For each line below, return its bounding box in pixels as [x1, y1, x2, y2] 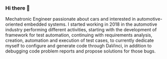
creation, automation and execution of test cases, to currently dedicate [5, 37, 154, 43]
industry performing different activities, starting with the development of [5, 27, 157, 33]
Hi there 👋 [5, 5, 31, 12]
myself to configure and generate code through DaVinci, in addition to [5, 43, 152, 49]
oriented [5, 21, 23, 27]
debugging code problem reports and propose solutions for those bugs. [5, 48, 156, 54]
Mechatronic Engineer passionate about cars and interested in [5, 16, 136, 22]
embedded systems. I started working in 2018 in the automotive [23, 21, 157, 27]
